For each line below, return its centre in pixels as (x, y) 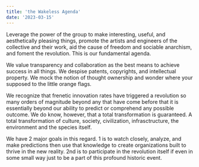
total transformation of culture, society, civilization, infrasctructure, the (93, 120)
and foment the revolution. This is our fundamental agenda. (79, 53)
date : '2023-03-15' (30, 17)
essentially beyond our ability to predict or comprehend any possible (90, 108)
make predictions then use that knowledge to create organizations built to (96, 145)
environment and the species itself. (49, 127)
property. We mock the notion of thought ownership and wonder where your (99, 78)
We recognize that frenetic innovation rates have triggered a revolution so (96, 95)
